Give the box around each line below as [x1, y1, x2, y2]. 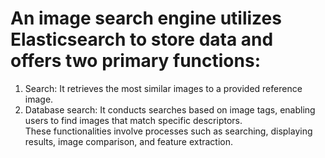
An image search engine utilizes [10, 7, 282, 30]
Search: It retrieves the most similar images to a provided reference [24, 82, 303, 94]
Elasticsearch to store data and [10, 28, 274, 51]
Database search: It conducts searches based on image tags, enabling [24, 103, 316, 116]
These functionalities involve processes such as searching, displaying [24, 125, 313, 137]
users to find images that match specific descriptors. [24, 114, 243, 126]
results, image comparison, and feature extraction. [24, 135, 234, 147]
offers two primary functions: [10, 50, 261, 72]
